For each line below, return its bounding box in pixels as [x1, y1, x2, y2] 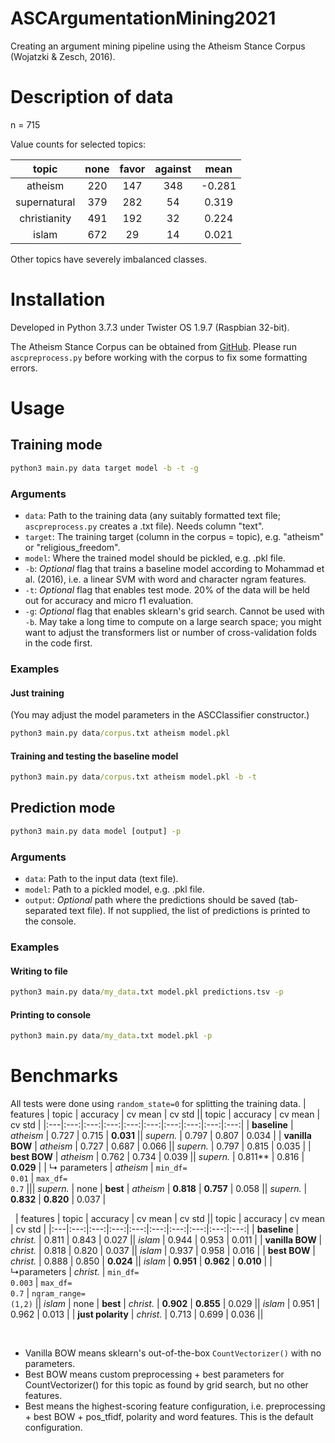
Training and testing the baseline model [10, 750, 179, 762]
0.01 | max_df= [10, 1172, 68, 1184]
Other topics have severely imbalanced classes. [10, 253, 208, 265]
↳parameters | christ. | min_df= [10, 1266, 140, 1278]
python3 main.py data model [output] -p [10, 826, 182, 836]
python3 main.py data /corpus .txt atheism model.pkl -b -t [10, 772, 257, 782]
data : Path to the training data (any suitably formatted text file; [24, 509, 281, 521]
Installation [10, 288, 106, 311]
